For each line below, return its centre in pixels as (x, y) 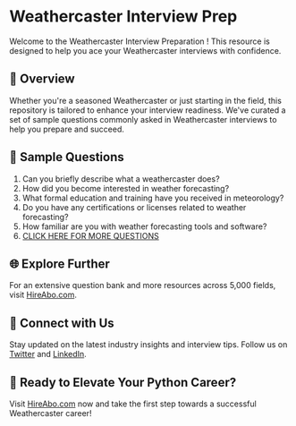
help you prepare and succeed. (67, 129)
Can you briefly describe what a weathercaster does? (121, 179)
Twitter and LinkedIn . (48, 354)
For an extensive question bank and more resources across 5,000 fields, (143, 285)
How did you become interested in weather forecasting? (126, 188)
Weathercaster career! (51, 413)
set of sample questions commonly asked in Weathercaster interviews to (143, 119)
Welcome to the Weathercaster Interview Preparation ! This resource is (140, 41)
